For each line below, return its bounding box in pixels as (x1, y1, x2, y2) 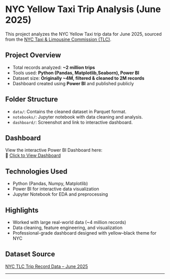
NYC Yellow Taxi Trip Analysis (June (5, 4, 161, 15)
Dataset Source (5, 250, 55, 258)
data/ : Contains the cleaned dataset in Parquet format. (12, 108, 126, 115)
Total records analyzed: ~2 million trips (12, 64, 95, 70)
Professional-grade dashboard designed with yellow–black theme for (12, 230, 157, 236)
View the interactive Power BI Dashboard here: (5, 147, 103, 153)
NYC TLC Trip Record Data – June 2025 (5, 263, 89, 269)
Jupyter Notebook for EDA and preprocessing (12, 191, 108, 197)
